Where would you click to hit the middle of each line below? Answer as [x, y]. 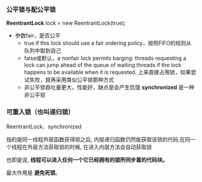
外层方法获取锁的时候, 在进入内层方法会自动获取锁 [89, 147]
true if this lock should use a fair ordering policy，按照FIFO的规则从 [108, 43]
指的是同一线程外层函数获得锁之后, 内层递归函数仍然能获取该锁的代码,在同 [99, 139]
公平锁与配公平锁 [31, 9]
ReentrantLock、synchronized [44, 126]
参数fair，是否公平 [38, 36]
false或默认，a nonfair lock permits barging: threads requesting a [105, 58]
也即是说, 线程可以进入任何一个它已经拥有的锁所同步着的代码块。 [87, 160]
